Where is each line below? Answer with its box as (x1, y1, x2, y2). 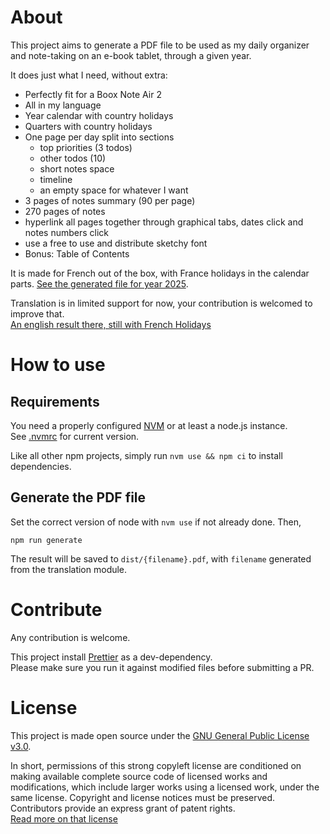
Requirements (10, 393, 100, 410)
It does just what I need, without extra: (10, 69, 168, 81)
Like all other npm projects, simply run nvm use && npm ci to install (10, 449, 283, 461)
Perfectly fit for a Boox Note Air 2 (24, 88, 162, 100)
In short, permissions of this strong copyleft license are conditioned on (10, 759, 302, 771)
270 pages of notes (24, 205, 106, 217)
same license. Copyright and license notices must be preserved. (10, 791, 276, 803)
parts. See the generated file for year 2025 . (10, 277, 189, 290)
